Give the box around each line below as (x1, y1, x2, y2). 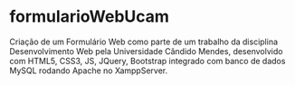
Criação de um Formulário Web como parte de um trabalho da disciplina (9, 36, 279, 47)
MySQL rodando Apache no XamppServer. (9, 65, 168, 76)
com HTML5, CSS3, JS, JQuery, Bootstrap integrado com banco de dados (9, 55, 286, 66)
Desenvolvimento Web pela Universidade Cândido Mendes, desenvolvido (9, 45, 283, 56)
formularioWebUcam (9, 6, 170, 27)
